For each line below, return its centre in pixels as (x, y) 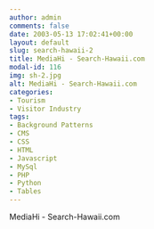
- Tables (25, 192)
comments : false (39, 26)
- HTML (21, 150)
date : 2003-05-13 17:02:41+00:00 (71, 34)
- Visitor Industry (45, 109)
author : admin (36, 17)
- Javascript (33, 158)
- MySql (24, 167)
